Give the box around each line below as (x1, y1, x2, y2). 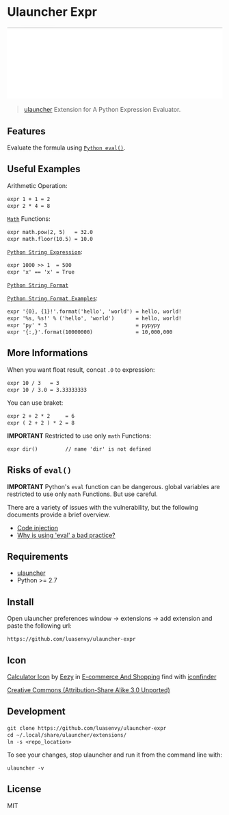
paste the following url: (7, 622, 72, 630)
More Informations (7, 347, 88, 359)
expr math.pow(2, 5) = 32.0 (7, 228, 94, 235)
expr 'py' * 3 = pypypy (7, 322, 161, 329)
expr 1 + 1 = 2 (7, 196, 51, 202)
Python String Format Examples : (7, 294, 98, 302)
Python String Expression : (7, 248, 83, 256)
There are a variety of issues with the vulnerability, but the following (7, 503, 198, 511)
